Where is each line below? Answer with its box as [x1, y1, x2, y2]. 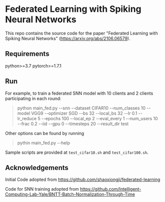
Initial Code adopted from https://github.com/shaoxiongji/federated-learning [5, 176, 161, 183]
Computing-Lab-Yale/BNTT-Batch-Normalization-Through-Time [5, 191, 135, 198]
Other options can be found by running [5, 130, 84, 136]
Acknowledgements [5, 164, 69, 172]
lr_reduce [17, 115, 37, 121]
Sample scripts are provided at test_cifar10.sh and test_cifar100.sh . [5, 149, 149, 155]
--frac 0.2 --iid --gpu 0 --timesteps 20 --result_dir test [17, 121, 129, 127]
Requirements [5, 50, 49, 58]
